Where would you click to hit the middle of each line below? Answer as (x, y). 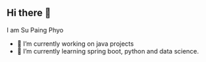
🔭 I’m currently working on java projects (75, 44)
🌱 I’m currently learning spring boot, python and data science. (108, 51)
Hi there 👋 (29, 13)
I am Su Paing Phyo (35, 30)
